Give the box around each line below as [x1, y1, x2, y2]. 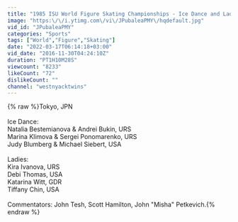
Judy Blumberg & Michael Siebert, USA [7, 140, 122, 149]
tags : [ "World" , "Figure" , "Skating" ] [7, 37, 115, 44]
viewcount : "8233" [7, 63, 62, 70]
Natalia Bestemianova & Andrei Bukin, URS [7, 125, 132, 133]
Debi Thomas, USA [7, 170, 63, 179]
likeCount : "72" [7, 70, 55, 77]
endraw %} [7, 208, 40, 216]
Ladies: [7, 155, 29, 164]
